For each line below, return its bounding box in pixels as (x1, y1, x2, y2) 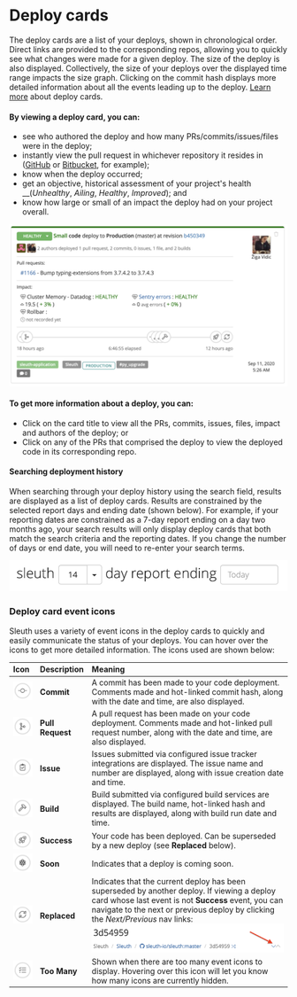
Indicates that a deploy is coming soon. (91, 859, 234, 869)
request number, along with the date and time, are (91, 727, 273, 737)
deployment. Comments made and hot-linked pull (91, 717, 272, 728)
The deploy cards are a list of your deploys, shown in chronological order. (9, 35, 278, 45)
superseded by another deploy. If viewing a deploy (91, 885, 277, 896)
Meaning (91, 664, 126, 674)
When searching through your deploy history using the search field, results (9, 486, 282, 496)
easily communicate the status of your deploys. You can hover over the (9, 635, 269, 645)
